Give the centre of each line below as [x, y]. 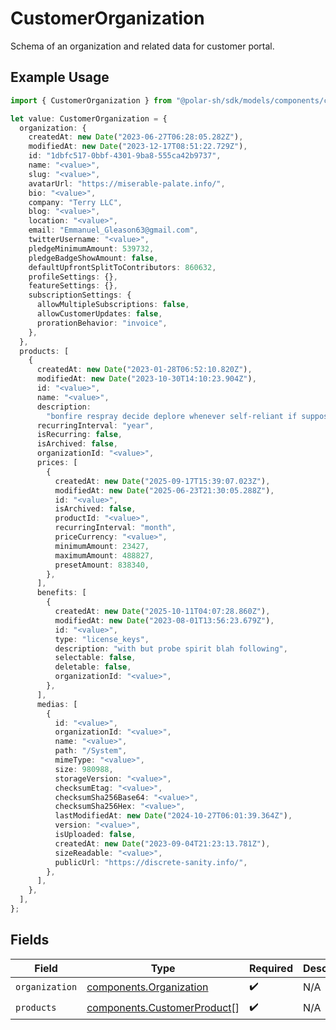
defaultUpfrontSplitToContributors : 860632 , [122, 267]
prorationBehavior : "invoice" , [102, 323]
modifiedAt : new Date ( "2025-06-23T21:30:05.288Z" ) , [164, 490]
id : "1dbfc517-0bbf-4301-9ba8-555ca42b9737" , [125, 156]
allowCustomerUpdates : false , [99, 314]
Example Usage [60, 77]
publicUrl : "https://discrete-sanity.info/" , [151, 862]
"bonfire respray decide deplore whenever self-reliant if [172, 416]
